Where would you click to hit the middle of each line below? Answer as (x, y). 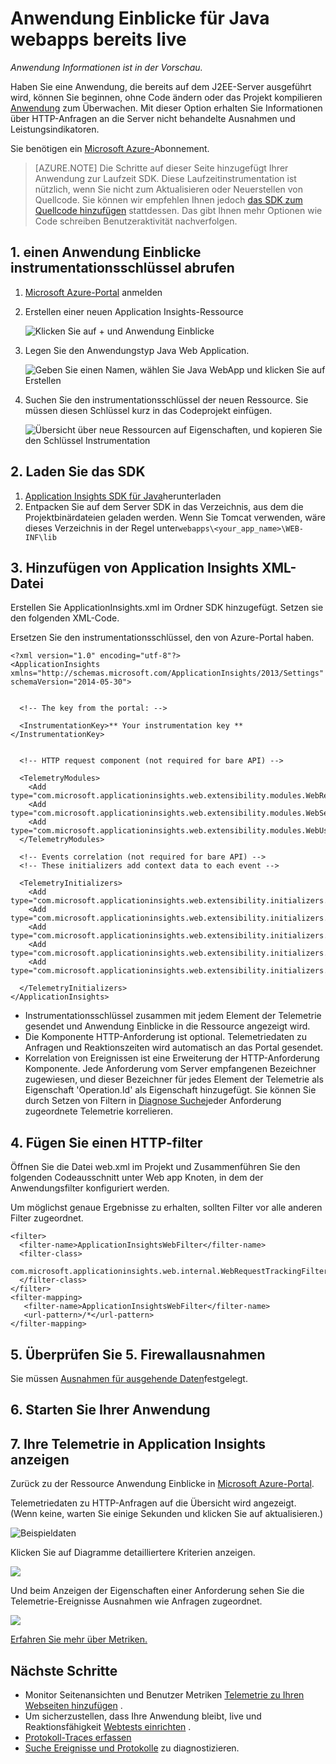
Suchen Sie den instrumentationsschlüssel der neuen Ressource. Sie (166, 399)
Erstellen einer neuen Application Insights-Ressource (134, 311)
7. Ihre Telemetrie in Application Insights (138, 1443)
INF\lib (40, 537)
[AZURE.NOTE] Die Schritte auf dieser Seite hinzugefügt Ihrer (161, 168)
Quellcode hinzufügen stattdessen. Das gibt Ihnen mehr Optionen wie (178, 210)
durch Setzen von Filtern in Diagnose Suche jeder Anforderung (153, 1101)
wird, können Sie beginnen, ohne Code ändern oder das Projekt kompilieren (166, 97)
